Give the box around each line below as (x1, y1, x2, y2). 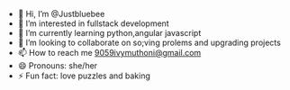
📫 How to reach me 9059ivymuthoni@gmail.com (17, 48, 202, 58)
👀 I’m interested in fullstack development (17, 18, 169, 29)
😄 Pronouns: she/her (17, 60, 97, 71)
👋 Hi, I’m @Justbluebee (17, 9, 105, 19)
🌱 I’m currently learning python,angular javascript (17, 28, 202, 38)
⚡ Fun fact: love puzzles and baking (17, 70, 151, 81)
